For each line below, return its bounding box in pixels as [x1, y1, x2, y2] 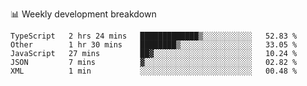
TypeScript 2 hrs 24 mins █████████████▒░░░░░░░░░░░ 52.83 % [10, 31, 298, 41]
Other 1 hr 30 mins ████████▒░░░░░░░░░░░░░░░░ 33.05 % [10, 40, 298, 50]
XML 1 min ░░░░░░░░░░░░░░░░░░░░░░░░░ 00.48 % [10, 66, 298, 76]
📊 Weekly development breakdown [10, 8, 157, 20]
